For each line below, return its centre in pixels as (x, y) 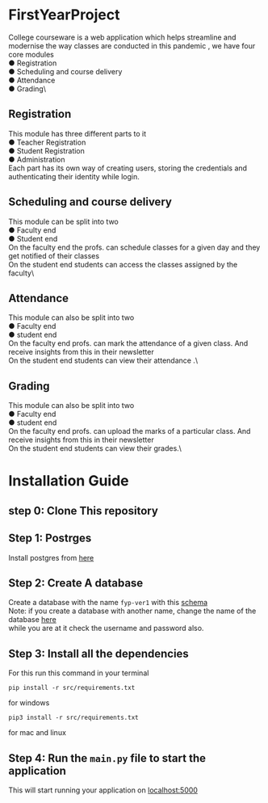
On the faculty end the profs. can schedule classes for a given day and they (134, 247)
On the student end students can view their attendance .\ (103, 360)
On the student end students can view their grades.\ (95, 448)
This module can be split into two (63, 221)
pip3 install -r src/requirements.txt (73, 718)
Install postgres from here (51, 557)
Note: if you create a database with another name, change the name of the (132, 611)
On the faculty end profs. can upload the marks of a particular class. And (130, 431)
